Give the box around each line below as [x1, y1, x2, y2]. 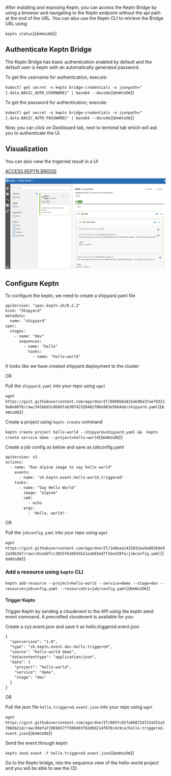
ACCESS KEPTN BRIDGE [5, 168, 57, 174]
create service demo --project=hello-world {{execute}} [5, 434, 123, 440]
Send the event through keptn [5, 740, 68, 746]
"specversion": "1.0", [10, 639, 58, 644]
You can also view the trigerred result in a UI [5, 158, 98, 164]
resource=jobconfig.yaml [5, 586, 58, 591]
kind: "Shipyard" [5, 308, 42, 313]
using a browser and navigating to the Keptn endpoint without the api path [5, 10, 161, 16]
